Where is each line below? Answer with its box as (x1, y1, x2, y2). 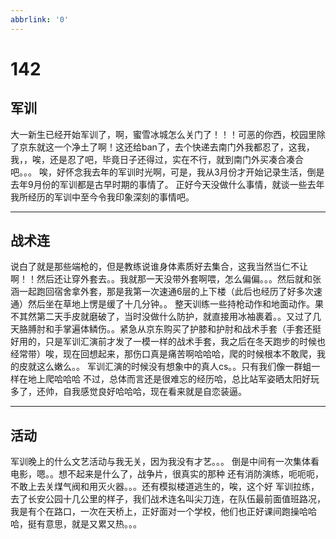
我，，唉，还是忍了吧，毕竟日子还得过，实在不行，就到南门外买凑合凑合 (10, 153, 304, 165)
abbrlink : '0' (10, 14, 70, 25)
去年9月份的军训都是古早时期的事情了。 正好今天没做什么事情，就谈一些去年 (10, 178, 325, 190)
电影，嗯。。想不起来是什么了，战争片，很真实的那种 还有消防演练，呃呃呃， (10, 468, 324, 480)
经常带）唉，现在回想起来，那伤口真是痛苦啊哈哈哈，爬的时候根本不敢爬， (10, 348, 317, 360)
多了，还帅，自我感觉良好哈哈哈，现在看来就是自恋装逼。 (10, 386, 247, 398)
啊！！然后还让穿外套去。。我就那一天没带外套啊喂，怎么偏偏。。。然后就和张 (10, 273, 322, 285)
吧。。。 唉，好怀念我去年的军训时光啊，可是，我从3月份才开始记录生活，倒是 (10, 166, 325, 178)
